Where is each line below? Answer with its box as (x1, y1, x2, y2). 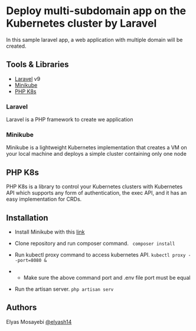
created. (6, 42, 27, 50)
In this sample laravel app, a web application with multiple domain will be (6, 36, 183, 43)
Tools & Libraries (6, 60, 69, 70)
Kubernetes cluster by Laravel (6, 17, 157, 30)
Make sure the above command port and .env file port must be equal (23, 274, 191, 281)
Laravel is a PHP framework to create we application (6, 116, 133, 123)
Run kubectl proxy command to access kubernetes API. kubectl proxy (14, 251, 186, 258)
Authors (6, 303, 37, 313)
